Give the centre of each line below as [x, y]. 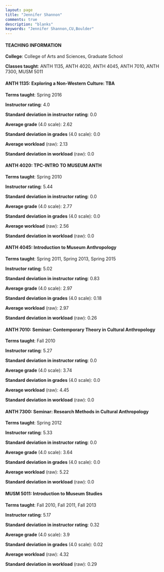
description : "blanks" [29, 24]
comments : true [21, 19]
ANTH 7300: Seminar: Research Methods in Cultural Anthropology [77, 411]
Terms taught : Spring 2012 [34, 423]
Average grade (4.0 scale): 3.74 [39, 370]
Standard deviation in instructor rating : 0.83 [53, 278]
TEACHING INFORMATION [34, 45]
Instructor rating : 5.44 [29, 187]
